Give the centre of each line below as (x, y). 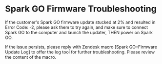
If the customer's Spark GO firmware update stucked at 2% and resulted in (80, 22)
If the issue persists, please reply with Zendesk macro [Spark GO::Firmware (81, 47)
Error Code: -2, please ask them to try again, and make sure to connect (77, 27)
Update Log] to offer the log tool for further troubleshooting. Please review (80, 52)
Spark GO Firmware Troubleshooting (81, 9)
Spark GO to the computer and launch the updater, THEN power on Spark (79, 32)
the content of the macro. (31, 57)
